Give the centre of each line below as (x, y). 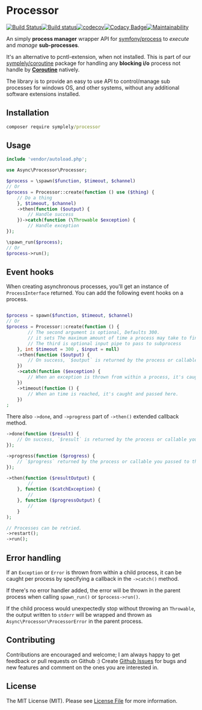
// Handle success (51, 215)
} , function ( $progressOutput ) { (59, 500)
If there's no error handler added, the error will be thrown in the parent (93, 590)
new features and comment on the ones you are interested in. (82, 667)
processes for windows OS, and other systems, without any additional (93, 87)
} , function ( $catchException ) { (59, 489)
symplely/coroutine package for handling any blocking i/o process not (93, 63)
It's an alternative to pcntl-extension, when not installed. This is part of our (99, 57)
